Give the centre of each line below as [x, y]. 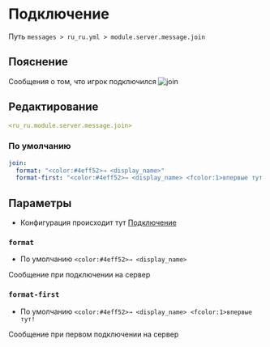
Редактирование [54, 107]
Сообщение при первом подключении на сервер [94, 334]
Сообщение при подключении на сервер [79, 275]
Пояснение [39, 62]
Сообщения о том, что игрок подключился [82, 81]
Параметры [40, 203]
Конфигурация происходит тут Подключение [98, 222]
